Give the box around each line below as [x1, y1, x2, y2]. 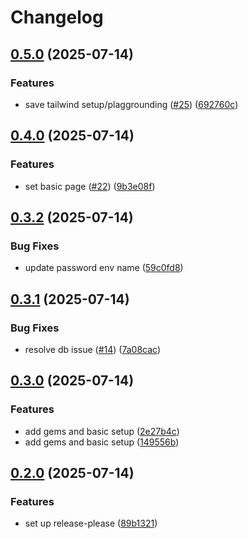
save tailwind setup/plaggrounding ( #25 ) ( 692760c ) [24, 98, 239, 110]
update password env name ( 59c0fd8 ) [24, 262, 184, 274]
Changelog [10, 6, 104, 29]
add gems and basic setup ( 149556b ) [24, 436, 180, 448]
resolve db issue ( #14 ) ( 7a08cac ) [24, 343, 162, 355]
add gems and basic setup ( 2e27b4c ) [24, 425, 180, 437]
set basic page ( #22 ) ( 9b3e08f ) [24, 180, 156, 192]
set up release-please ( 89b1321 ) [24, 517, 158, 530]
